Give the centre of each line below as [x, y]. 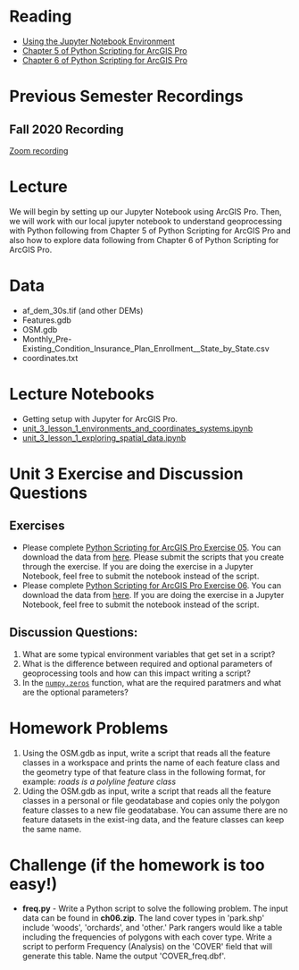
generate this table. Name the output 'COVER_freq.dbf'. [124, 956]
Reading [41, 17]
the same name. [52, 829]
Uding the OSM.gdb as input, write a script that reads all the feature [146, 791]
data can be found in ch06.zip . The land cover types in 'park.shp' [143, 918]
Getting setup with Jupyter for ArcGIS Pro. [100, 418]
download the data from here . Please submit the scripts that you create [153, 557]
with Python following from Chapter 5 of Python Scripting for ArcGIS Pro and [150, 231]
